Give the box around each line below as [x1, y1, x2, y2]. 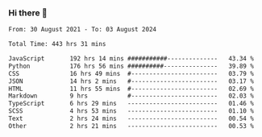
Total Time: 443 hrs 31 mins [8, 40, 106, 48]
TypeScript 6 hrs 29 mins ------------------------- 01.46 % [8, 100, 254, 108]
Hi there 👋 [8, 7, 48, 19]
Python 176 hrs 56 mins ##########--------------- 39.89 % [8, 62, 254, 70]
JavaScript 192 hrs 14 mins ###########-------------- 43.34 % [8, 55, 254, 63]
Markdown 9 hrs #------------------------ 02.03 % [8, 92, 254, 100]
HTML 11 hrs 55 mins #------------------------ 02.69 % [8, 85, 254, 93]
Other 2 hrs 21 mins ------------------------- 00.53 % [8, 122, 254, 130]
